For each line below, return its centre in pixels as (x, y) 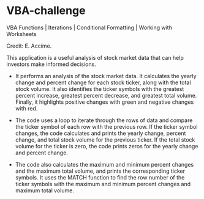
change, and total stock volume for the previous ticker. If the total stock (105, 139)
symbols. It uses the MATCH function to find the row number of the (100, 177)
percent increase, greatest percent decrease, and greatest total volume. (106, 95)
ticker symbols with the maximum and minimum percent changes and (103, 184)
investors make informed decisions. (51, 64)
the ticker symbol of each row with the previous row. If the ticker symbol (106, 126)
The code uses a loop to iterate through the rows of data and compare (104, 120)
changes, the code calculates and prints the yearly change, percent (100, 133)
